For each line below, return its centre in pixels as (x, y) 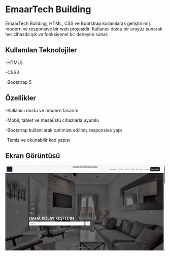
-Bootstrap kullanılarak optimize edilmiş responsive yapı (64, 130)
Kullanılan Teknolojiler (41, 50)
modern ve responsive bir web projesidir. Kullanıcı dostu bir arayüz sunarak (84, 28)
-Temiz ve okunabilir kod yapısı (38, 140)
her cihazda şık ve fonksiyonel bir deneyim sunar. (57, 34)
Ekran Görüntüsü (33, 156)
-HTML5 (14, 62)
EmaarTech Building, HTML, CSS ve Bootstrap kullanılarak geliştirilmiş (78, 23)
